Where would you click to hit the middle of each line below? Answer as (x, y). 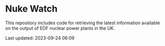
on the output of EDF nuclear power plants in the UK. (60, 28)
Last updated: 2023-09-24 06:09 (40, 38)
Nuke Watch (32, 9)
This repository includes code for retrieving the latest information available (83, 23)
